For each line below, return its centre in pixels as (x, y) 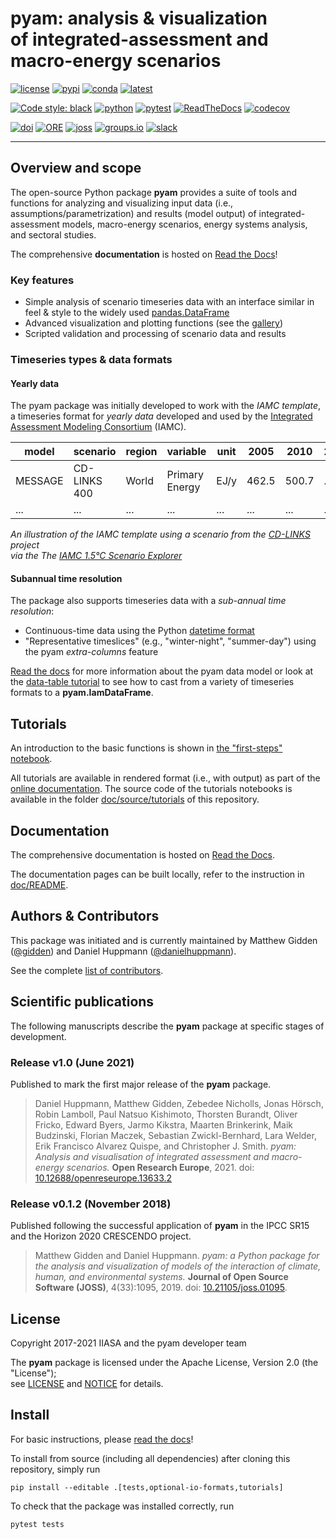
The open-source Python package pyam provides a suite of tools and (154, 192)
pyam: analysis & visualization (139, 18)
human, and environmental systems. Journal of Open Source (161, 1277)
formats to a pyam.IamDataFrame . (82, 693)
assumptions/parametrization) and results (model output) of (133, 213)
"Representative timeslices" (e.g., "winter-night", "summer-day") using (170, 641)
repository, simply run (55, 1469)
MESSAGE (39, 481)
